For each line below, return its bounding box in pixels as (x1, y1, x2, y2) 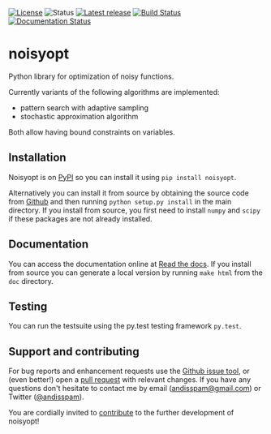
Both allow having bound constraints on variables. (8, 127, 176, 137)
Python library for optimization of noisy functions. (8, 71, 174, 81)
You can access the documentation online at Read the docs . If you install (8, 259, 252, 269)
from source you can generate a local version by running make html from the (8, 268, 264, 277)
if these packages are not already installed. (8, 213, 153, 223)
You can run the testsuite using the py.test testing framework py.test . (8, 321, 242, 331)
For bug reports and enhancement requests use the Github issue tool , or (8, 366, 250, 376)
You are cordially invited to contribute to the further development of (8, 408, 234, 418)
